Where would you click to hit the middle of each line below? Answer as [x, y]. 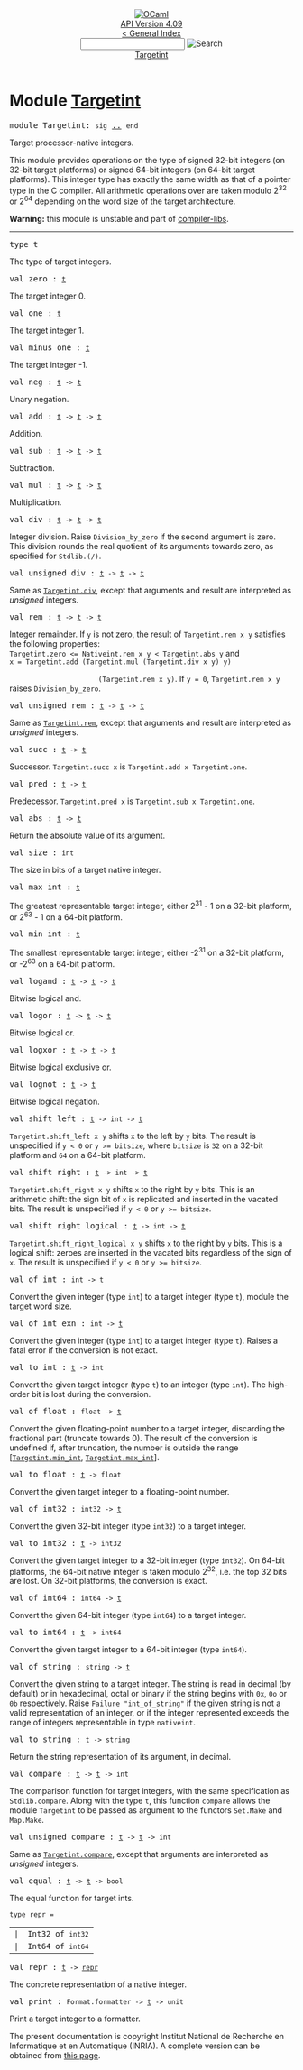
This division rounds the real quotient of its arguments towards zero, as [142, 547]
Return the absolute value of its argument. [87, 836]
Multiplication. [36, 502]
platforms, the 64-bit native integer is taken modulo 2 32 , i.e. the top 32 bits [148, 1570]
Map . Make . [27, 1820]
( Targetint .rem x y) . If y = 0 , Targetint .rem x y [189, 679]
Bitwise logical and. [46, 998]
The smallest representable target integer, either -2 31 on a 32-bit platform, [147, 952]
